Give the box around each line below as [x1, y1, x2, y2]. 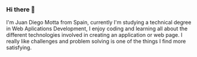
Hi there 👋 [6, 5, 36, 14]
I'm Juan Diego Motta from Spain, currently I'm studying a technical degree [6, 19, 192, 26]
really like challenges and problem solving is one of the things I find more [6, 38, 186, 45]
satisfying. [6, 44, 32, 51]
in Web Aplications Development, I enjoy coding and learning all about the [6, 25, 188, 32]
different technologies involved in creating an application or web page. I [6, 31, 183, 39]
